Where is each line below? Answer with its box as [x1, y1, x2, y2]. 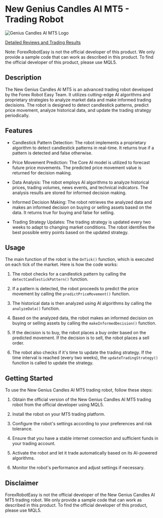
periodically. [5, 112, 30, 118]
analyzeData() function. [12, 305, 60, 311]
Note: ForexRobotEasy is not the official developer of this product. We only [5, 49, 155, 55]
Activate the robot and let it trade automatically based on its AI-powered [12, 450, 158, 456]
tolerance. [12, 426, 33, 432]
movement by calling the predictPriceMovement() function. [12, 291, 130, 297]
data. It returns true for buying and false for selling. [12, 209, 115, 216]
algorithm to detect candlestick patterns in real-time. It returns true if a [12, 145, 154, 151]
